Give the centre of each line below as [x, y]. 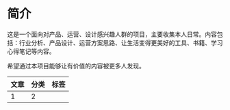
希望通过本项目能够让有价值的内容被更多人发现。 [76, 66]
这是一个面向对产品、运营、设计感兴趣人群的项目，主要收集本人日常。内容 [112, 34]
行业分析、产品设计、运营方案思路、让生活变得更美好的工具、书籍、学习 [121, 42]
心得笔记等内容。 [31, 51]
